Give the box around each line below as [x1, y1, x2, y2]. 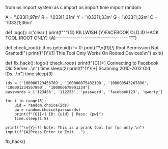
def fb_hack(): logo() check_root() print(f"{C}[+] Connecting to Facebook [5, 60, 159, 66]
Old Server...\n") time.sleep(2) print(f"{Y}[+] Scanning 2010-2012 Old [5, 66, 150, 71]
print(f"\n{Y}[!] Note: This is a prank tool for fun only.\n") [5, 125, 145, 130]
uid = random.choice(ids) [14, 103, 70, 108]
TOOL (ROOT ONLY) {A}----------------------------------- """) [5, 35, 137, 41]
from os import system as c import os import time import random [5, 5, 142, 10]
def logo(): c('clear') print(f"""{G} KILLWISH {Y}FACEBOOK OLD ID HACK [5, 29, 159, 35]
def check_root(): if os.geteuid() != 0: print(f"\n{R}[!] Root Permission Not [5, 45, 159, 50]
